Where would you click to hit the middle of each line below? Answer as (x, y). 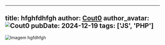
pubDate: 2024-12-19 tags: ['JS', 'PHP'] (92, 26)
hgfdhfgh (37, 37)
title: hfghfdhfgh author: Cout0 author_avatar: (77, 18)
